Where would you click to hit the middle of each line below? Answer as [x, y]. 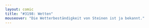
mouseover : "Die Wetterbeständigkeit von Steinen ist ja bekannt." [75, 18]
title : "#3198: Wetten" [29, 14]
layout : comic [19, 9]
